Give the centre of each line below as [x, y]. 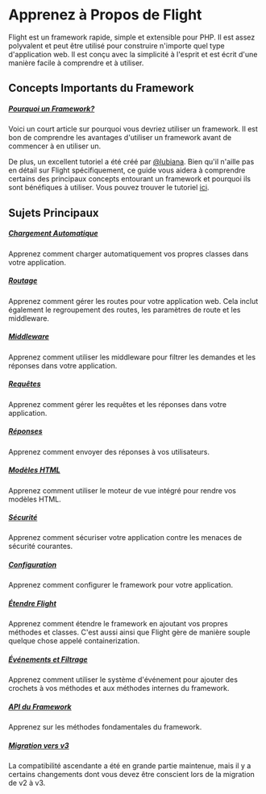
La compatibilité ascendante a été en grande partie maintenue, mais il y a [130, 766]
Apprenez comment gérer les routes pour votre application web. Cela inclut [133, 301]
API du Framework [40, 706]
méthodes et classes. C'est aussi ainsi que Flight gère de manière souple [129, 632]
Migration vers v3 [39, 745]
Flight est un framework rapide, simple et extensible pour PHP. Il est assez [132, 37]
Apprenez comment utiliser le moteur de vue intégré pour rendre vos [122, 490]
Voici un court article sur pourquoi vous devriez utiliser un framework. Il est [133, 129]
